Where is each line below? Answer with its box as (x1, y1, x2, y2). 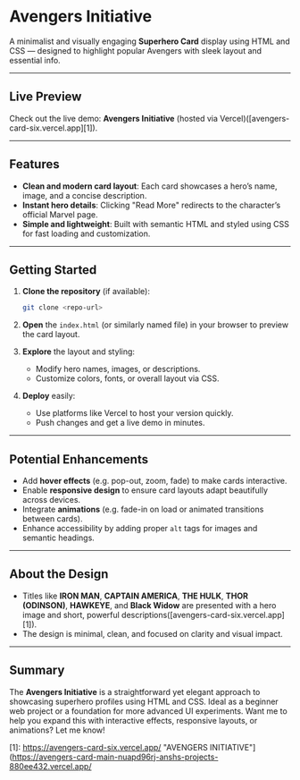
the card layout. (21, 329, 80, 340)
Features (9, 157, 60, 172)
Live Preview (9, 89, 82, 105)
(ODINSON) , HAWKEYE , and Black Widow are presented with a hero (21, 599, 277, 610)
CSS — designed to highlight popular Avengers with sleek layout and (9, 45, 262, 55)
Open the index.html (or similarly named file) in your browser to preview (21, 319, 288, 330)
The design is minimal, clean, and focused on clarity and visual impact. (21, 628, 283, 639)
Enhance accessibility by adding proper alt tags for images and (21, 523, 258, 534)
